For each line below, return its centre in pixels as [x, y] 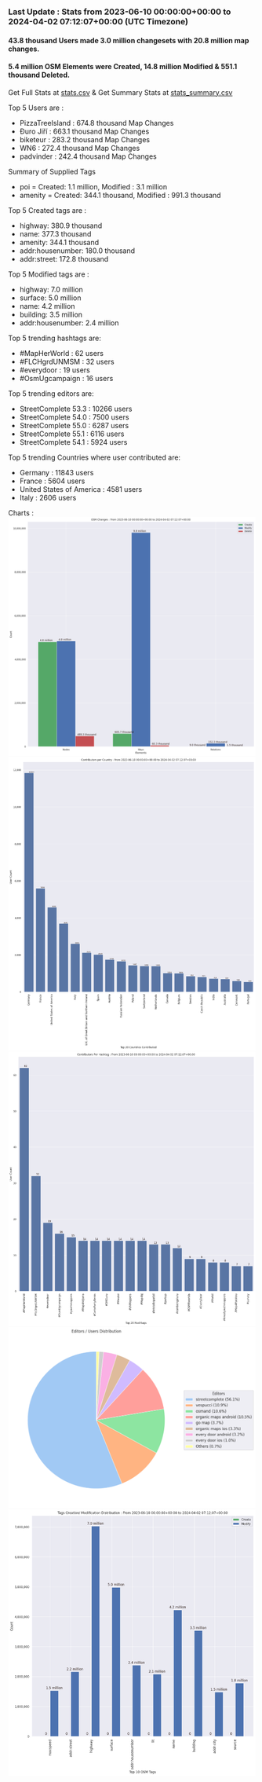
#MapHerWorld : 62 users [62, 353]
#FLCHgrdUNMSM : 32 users [67, 361]
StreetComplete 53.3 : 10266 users [76, 409]
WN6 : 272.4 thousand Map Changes [80, 148]
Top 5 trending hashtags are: [55, 338]
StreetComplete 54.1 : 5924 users [73, 442]
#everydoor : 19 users [55, 370]
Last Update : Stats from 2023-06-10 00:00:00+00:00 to [120, 12]
